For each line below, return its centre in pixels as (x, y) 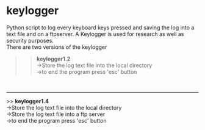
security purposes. (30, 40)
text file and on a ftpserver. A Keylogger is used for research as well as (95, 34)
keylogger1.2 (53, 59)
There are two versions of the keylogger (57, 47)
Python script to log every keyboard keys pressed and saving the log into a (100, 27)
